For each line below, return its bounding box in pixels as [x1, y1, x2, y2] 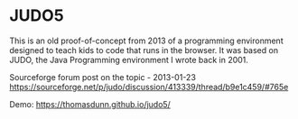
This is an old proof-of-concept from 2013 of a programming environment [9, 35, 284, 46]
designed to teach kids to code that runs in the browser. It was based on [9, 44, 278, 55]
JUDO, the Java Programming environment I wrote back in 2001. [9, 54, 248, 65]
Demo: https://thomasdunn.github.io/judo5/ [9, 98, 172, 109]
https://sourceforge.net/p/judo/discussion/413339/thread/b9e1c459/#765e [9, 81, 289, 92]
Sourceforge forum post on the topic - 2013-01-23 [9, 71, 197, 82]
